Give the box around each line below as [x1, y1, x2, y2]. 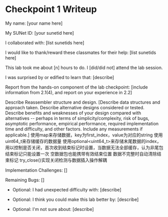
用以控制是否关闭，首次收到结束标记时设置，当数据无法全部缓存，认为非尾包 [5, 144, 163, 151]
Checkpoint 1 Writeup [5, 4, 97, 15]
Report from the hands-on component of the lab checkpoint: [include [5, 84, 148, 90]
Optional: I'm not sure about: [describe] [12, 206, 94, 212]
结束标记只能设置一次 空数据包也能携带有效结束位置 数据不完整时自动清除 [5, 151, 157, 157]
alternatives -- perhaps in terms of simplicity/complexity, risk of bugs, [5, 115, 149, 121]
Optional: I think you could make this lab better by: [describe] [12, 196, 139, 202]
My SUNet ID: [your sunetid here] [5, 30, 74, 36]
